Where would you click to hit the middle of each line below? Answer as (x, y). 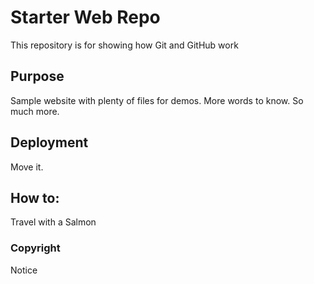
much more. (35, 111)
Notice (24, 270)
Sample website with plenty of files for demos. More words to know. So (157, 100)
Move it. (27, 167)
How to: (35, 197)
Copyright (35, 248)
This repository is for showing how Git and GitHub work (124, 45)
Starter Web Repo (85, 17)
